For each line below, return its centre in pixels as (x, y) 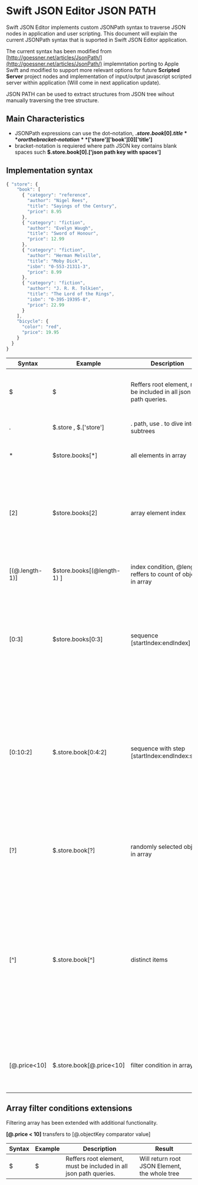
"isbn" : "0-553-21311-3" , (59, 266)
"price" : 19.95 (40, 333)
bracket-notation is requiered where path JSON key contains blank (96, 145)
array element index (158, 513)
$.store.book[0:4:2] (80, 752)
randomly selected (156, 847)
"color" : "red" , (42, 327)
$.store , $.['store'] (78, 427)
